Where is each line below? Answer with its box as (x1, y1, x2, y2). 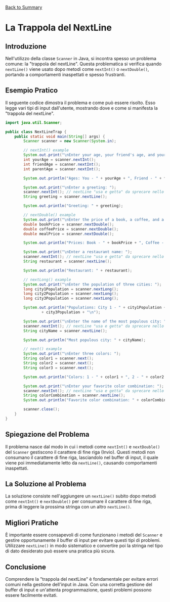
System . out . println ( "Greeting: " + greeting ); (23, 203, 123, 209)
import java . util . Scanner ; (5, 120, 62, 125)
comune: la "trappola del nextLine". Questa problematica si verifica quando (5, 61, 162, 67)
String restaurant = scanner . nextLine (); (23, 259, 112, 264)
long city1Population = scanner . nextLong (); (23, 287, 119, 292)
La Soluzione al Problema (5, 480, 87, 488)
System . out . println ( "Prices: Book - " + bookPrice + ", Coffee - (23, 240, 164, 246)
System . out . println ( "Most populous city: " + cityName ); (23, 337, 146, 343)
